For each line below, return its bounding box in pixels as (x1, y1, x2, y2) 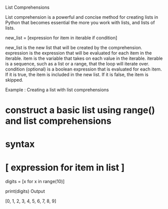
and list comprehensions (5, 115, 112, 127)
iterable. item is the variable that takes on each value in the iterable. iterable (5, 55, 163, 61)
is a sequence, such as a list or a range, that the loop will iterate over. (5, 61, 149, 66)
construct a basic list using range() (5, 104, 155, 116)
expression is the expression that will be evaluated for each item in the (5, 50, 152, 56)
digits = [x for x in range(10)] (5, 179, 65, 185)
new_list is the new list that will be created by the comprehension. (5, 45, 143, 50)
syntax (5, 138, 35, 150)
